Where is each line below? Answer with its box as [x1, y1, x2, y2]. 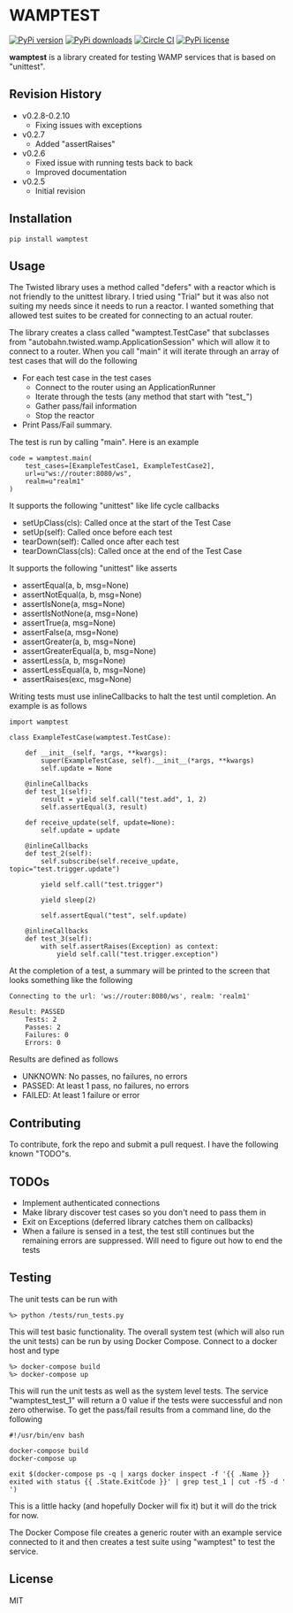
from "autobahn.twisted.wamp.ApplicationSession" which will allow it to [9, 337, 271, 348]
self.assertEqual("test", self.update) [41, 911, 188, 920]
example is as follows [9, 701, 87, 711]
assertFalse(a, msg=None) [21, 627, 119, 638]
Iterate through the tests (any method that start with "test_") [34, 391, 253, 403]
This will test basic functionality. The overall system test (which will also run [9, 1326, 285, 1337]
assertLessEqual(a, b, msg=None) [21, 664, 146, 675]
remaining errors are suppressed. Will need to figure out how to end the [21, 1235, 283, 1246]
